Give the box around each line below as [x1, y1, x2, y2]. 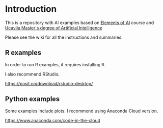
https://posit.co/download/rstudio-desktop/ [5, 80, 93, 86]
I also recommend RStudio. [5, 71, 60, 77]
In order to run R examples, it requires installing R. [5, 61, 106, 67]
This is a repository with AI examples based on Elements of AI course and [5, 20, 154, 26]
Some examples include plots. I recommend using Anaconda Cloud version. [5, 108, 158, 114]
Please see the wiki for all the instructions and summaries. [5, 34, 123, 40]
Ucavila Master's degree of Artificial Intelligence [5, 25, 103, 30]
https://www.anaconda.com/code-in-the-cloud [5, 117, 101, 123]
